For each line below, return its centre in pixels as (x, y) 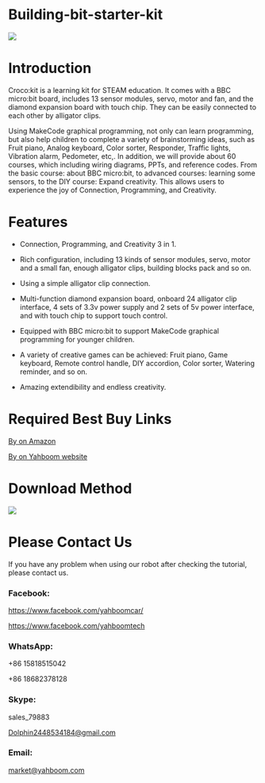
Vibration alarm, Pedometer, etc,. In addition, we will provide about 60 (122, 156)
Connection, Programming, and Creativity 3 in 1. (98, 244)
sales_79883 (29, 717)
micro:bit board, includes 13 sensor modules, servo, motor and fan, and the (131, 98)
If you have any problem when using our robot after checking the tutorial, (128, 564)
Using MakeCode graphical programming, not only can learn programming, (131, 131)
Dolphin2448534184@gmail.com (62, 732)
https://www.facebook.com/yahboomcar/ (76, 610)
